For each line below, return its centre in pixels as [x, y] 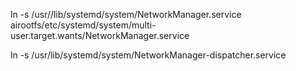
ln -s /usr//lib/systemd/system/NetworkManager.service [126, 14]
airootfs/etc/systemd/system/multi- [83, 25]
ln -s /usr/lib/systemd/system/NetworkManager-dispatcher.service [148, 55]
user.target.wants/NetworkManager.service [100, 35]
